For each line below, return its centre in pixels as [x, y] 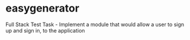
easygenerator [42, 8]
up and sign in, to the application [45, 30]
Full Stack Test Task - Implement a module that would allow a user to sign [95, 24]
